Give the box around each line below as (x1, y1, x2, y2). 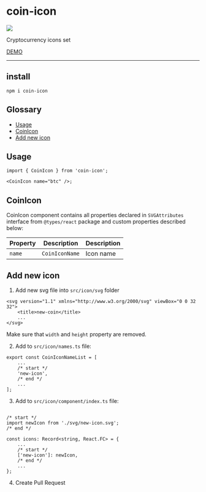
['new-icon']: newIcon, (17, 452, 78, 458)
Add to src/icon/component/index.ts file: (15, 398, 119, 404)
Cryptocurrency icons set (6, 36, 71, 44)
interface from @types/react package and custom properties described (6, 218, 186, 225)
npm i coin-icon (6, 88, 48, 94)
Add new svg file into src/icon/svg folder (15, 286, 120, 294)
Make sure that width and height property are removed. (6, 331, 147, 338)
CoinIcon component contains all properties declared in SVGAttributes (6, 212, 184, 219)
